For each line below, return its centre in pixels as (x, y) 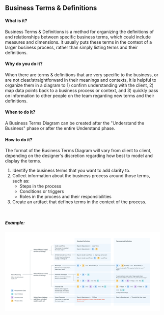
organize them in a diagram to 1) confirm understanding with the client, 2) (79, 85)
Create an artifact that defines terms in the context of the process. (79, 202)
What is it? (16, 20)
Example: (15, 222)
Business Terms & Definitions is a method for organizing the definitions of (79, 31)
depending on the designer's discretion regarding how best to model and (79, 156)
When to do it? (20, 112)
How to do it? (19, 139)
